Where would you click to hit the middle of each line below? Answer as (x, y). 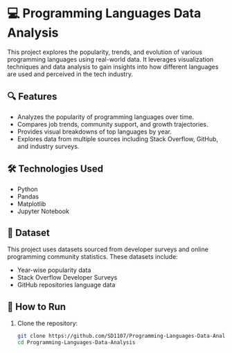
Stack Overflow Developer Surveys (67, 278)
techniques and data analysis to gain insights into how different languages (113, 66)
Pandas (28, 196)
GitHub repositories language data (66, 285)
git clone (32, 336)
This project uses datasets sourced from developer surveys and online (108, 249)
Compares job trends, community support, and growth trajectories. (113, 124)
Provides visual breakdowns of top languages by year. (94, 132)
